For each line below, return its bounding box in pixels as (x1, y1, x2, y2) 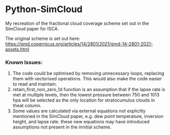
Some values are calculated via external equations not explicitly (12, 108, 146, 114)
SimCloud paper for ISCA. (5, 25, 59, 31)
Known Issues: (5, 59, 43, 66)
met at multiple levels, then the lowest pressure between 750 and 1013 (12, 92, 160, 98)
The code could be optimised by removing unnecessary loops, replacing (12, 70, 164, 76)
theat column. (12, 103, 42, 109)
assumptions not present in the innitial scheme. (12, 124, 112, 130)
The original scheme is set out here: (5, 35, 80, 41)
